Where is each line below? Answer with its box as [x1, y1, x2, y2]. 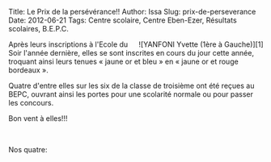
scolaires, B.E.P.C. [8, 24, 69, 33]
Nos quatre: [8, 145, 48, 154]
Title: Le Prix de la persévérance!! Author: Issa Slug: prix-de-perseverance [8, 7, 256, 16]
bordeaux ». [8, 65, 49, 75]
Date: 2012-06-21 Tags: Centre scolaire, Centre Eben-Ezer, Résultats [8, 15, 237, 25]
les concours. [8, 98, 54, 107]
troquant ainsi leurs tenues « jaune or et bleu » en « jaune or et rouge [8, 56, 239, 66]
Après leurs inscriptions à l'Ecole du [8, 39, 129, 49]
